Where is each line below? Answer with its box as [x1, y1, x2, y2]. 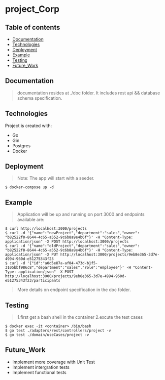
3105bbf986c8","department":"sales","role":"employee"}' [5, 265, 125, 270]
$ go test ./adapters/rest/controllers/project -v [5, 328, 111, 333]
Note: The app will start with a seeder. [17, 175, 95, 181]
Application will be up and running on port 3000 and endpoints [17, 211, 145, 217]
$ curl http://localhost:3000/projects [5, 226, 87, 231]
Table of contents [5, 23, 60, 32]
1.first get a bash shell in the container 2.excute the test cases [17, 314, 143, 320]
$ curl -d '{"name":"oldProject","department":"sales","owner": [5, 244, 140, 249]
